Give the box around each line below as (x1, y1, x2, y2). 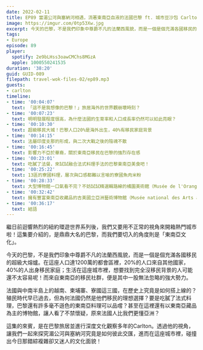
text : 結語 (11, 206, 37, 212)
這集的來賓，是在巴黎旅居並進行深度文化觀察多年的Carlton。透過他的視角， (6, 322, 195, 330)
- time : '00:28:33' (6, 178, 56, 184)
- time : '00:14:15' (6, 133, 56, 139)
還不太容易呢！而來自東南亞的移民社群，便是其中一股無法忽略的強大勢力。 (6, 274, 192, 282)
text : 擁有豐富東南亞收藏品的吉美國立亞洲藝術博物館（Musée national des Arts (11, 194, 194, 200)
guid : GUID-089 (6, 71, 45, 77)
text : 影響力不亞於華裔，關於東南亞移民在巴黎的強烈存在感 (11, 150, 141, 156)
